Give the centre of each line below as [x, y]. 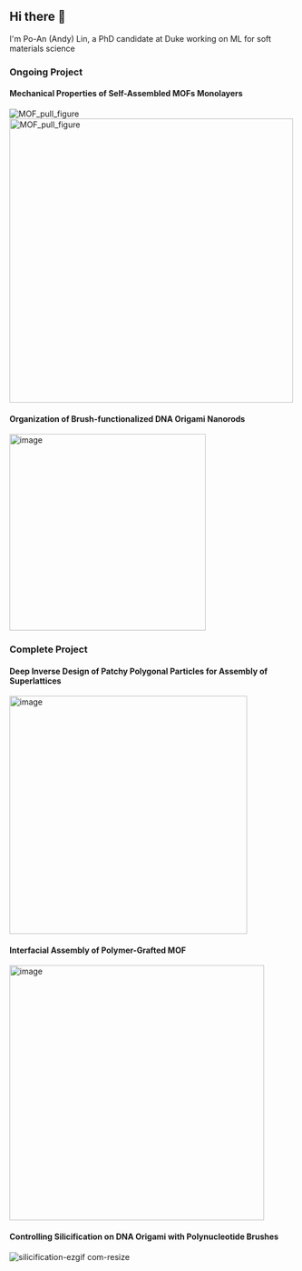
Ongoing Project [46, 72]
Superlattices [35, 681]
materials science [42, 48]
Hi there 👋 [38, 17]
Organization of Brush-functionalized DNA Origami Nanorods [127, 418]
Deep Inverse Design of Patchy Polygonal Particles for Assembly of [139, 671]
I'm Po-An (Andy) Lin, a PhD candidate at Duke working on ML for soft [141, 38]
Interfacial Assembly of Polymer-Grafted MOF [98, 950]
